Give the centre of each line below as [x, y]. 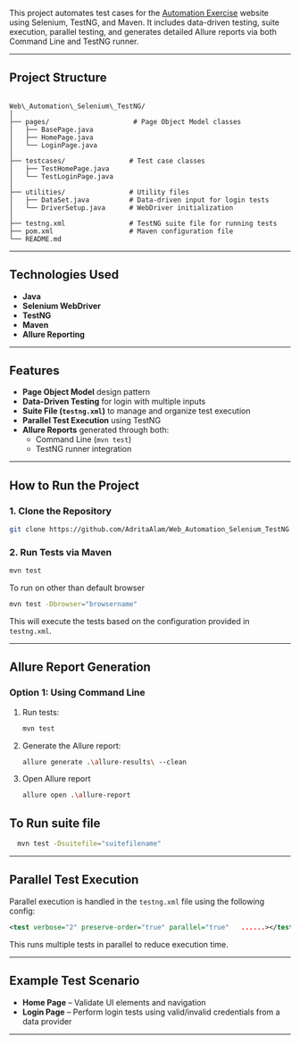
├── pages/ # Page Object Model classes [125, 121]
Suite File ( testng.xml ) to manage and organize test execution [136, 411]
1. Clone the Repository [60, 511]
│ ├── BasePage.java [51, 129]
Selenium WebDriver [61, 305]
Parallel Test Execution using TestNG [92, 421]
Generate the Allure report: [71, 746]
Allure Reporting [53, 334]
